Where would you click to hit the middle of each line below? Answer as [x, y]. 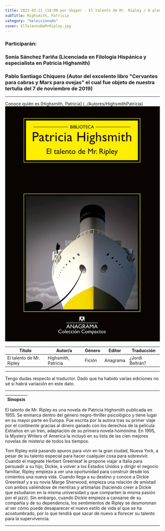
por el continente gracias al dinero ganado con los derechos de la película [80, 426]
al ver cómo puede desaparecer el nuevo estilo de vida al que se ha [74, 508]
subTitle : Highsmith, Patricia [37, 15]
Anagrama [115, 360]
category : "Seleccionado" [31, 21]
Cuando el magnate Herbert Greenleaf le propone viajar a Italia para [74, 461]
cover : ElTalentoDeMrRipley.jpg [38, 26]
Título [26, 351]
